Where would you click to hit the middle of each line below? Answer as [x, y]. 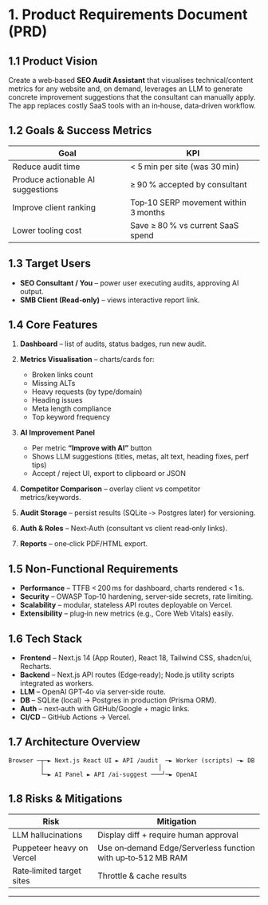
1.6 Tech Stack [45, 638]
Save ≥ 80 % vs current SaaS [185, 225]
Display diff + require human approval [168, 835]
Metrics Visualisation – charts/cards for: [87, 360]
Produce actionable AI [54, 179]
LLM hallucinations [47, 835]
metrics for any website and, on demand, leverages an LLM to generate [126, 89]
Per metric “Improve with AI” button [92, 448]
